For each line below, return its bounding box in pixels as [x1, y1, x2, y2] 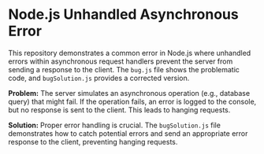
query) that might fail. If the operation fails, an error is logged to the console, [8, 97, 257, 106]
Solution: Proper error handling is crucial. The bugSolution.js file [8, 120, 221, 130]
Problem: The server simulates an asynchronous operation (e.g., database [8, 88, 251, 97]
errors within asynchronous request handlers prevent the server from [8, 57, 233, 66]
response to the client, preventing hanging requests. [8, 137, 178, 146]
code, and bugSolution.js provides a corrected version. [8, 73, 190, 82]
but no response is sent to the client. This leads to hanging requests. [8, 104, 231, 115]
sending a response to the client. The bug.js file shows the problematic [8, 64, 240, 74]
